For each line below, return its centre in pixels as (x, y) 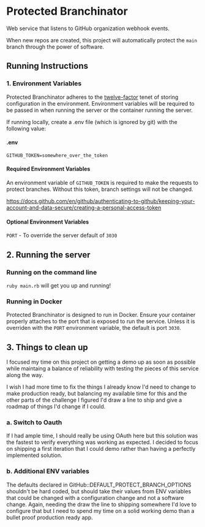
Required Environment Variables (48, 169)
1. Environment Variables (44, 84)
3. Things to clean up (47, 347)
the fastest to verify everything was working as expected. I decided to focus (102, 442)
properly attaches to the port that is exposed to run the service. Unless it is (101, 321)
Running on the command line (52, 272)
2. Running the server (48, 255)
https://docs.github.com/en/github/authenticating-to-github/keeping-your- (101, 201)
